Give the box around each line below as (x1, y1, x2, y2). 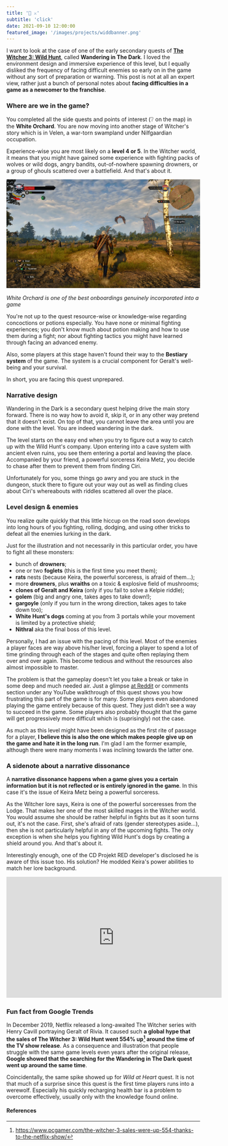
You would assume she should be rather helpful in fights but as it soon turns (6, 813, 199, 820)
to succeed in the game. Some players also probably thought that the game (6, 708, 197, 715)
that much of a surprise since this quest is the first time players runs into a (6, 1080, 195, 1087)
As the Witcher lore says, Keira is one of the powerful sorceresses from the (6, 800, 197, 807)
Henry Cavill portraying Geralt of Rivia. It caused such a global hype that (6, 1028, 191, 1035)
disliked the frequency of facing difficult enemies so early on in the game (6, 66, 192, 74)
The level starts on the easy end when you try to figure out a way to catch (6, 436, 194, 444)
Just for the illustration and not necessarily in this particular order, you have (6, 541, 198, 549)
